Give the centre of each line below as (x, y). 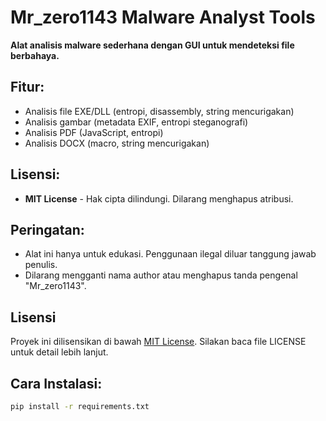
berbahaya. (35, 55)
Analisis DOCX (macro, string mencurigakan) (117, 143)
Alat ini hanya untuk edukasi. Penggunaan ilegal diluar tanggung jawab (170, 254)
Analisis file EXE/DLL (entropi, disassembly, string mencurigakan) (159, 111)
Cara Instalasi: (56, 383)
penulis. (41, 265)
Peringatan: (47, 229)
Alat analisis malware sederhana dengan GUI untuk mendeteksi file (152, 45)
